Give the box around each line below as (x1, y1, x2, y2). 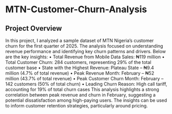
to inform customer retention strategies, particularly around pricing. (5, 103, 148, 108)
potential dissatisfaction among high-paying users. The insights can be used (5, 97, 167, 103)
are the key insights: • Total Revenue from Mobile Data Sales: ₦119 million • (5, 54, 165, 60)
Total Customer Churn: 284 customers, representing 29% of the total (5, 59, 151, 65)
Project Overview (5, 24, 62, 33)
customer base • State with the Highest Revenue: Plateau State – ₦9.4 (5, 65, 154, 71)
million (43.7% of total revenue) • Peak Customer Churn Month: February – (5, 76, 164, 81)
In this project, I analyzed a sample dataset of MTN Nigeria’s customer (5, 37, 154, 43)
